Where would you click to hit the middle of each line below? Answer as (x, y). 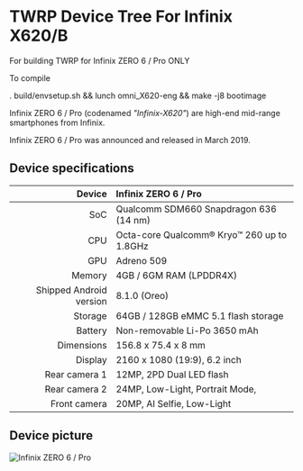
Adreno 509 (142, 260)
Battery (92, 331)
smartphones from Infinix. (57, 122)
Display (91, 359)
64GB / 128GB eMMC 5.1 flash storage (200, 315)
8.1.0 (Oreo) (142, 295)
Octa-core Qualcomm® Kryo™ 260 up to (201, 234)
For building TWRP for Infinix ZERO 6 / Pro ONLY (100, 60)
